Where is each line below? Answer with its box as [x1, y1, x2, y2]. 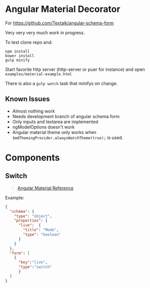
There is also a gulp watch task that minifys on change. [5, 80, 118, 86]
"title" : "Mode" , [23, 228, 59, 233]
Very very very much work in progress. [5, 29, 85, 35]
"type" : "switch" [18, 265, 52, 270]
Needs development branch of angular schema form [12, 113, 120, 119]
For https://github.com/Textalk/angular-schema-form [5, 20, 114, 26]
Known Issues [5, 95, 50, 103]
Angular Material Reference [17, 185, 74, 191]
